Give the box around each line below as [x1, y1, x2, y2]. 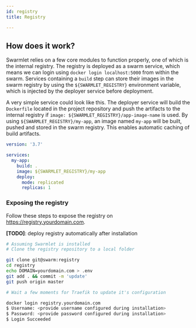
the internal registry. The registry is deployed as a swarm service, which [6, 63, 180, 70]
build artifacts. [6, 130, 41, 137]
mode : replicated [21, 180, 64, 185]
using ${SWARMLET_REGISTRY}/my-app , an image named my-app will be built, [6, 118, 183, 125]
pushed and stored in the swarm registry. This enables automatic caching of [6, 124, 190, 131]
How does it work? [6, 40, 75, 50]
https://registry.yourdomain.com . [6, 218, 86, 225]
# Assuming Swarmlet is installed [6, 241, 91, 247]
